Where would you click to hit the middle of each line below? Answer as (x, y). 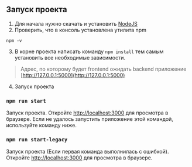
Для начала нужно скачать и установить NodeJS (76, 23)
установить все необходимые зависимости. (70, 57)
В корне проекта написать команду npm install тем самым (89, 51)
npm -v (14, 40)
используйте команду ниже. (42, 126)
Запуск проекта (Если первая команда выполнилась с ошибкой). (88, 152)
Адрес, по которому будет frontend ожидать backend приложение (103, 69)
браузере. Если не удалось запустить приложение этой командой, (90, 119)
